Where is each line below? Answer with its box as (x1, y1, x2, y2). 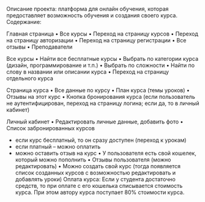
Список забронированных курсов (6, 125, 95, 131)
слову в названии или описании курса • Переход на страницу (6, 68, 170, 76)
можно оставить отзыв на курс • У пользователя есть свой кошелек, (15, 150, 197, 157)
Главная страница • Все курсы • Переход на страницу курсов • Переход (6, 30, 199, 37)
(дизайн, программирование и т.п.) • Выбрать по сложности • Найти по (6, 61, 195, 69)
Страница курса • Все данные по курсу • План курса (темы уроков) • (6, 87, 190, 94)
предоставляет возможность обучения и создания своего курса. (6, 12, 177, 19)
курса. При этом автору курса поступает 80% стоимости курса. (15, 188, 185, 196)
